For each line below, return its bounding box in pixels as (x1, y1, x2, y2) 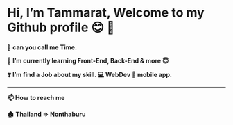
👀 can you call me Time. (7, 43, 78, 51)
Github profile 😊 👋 (7, 19, 115, 35)
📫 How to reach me (7, 93, 65, 101)
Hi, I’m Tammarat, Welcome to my (7, 5, 205, 21)
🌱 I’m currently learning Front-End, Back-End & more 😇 (7, 56, 169, 65)
